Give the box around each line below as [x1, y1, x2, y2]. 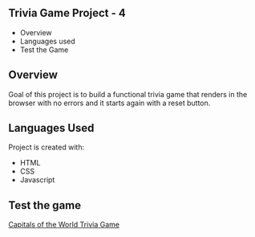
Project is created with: [8, 142, 85, 152]
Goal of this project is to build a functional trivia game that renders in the [8, 89, 248, 99]
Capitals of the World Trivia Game [8, 220, 120, 230]
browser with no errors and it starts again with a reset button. [8, 98, 211, 108]
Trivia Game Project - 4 [8, 6, 126, 20]
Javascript [19, 175, 55, 185]
